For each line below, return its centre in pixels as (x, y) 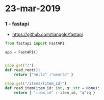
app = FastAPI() (22, 52)
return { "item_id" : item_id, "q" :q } (55, 93)
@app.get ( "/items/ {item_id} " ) (36, 83)
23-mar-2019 (33, 9)
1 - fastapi (17, 24)
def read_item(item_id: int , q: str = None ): (52, 88)
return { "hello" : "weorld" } (44, 75)
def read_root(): (23, 70)
